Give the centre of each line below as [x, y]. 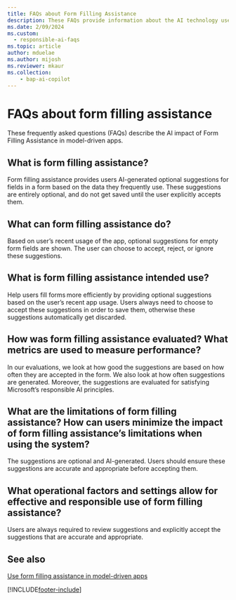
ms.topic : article [34, 46]
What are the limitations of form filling [92, 411]
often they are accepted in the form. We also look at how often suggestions [116, 374]
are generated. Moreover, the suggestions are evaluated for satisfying [108, 382]
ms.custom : [23, 33]
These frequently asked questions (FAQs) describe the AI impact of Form [113, 133]
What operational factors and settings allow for [113, 491]
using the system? [48, 444]
